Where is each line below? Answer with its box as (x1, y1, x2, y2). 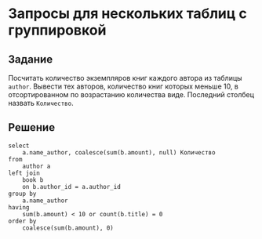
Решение (8, 121, 56, 134)
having (8, 203, 30, 212)
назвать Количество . (8, 99, 74, 107)
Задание (8, 53, 53, 66)
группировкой (8, 21, 107, 39)
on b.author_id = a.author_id (22, 183, 122, 190)
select (8, 142, 30, 150)
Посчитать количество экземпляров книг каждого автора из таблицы (8, 74, 242, 82)
